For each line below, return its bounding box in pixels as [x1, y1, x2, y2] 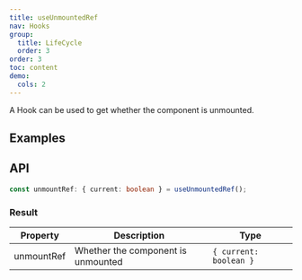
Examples [9, 131, 66, 146]
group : [9, 30, 34, 39]
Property [20, 230, 60, 241]
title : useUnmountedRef [9, 13, 99, 22]
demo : [9, 72, 30, 81]
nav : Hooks [9, 22, 50, 31]
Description [113, 230, 165, 241]
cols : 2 [17, 80, 47, 89]
